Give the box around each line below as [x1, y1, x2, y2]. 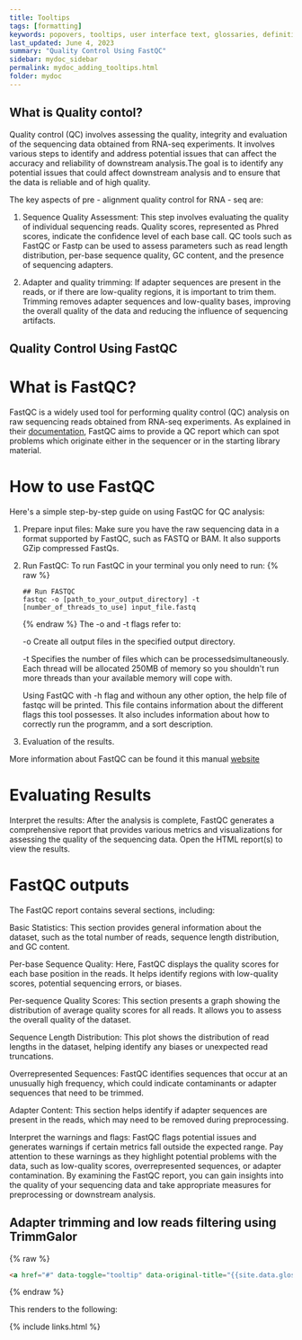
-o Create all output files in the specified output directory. [22, 636, 235, 647]
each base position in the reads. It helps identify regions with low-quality [9, 968, 279, 978]
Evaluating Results [9, 785, 152, 806]
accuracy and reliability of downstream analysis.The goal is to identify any [9, 157, 284, 168]
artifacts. [22, 315, 56, 326]
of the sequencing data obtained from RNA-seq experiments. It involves [9, 138, 276, 149]
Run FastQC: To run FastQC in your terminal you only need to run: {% [22, 559, 279, 571]
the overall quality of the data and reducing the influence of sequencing [22, 305, 289, 316]
